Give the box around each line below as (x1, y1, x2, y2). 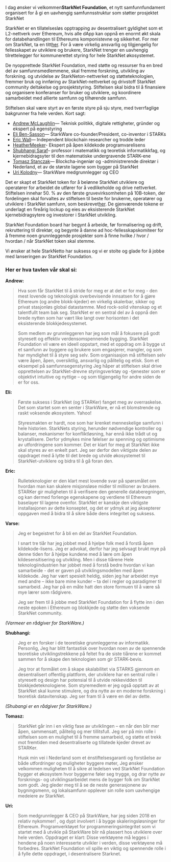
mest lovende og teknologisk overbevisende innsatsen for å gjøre (17, 293, 156, 299)
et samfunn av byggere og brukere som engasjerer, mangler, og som (17, 347, 162, 353)
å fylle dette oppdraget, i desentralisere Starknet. (17, 851, 121, 857)
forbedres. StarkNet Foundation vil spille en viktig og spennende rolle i (17, 845, 166, 852)
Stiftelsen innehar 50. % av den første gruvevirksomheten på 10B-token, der (5, 190, 165, 196)
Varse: (5, 520, 20, 527)
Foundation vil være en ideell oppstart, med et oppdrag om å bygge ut (17, 341, 165, 347)
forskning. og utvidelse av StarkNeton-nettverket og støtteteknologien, (5, 73, 154, 79)
